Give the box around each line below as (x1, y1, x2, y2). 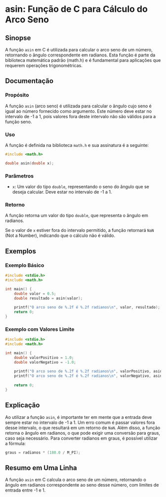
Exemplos (5, 247, 36, 255)
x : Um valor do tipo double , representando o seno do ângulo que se (12, 184, 150, 190)
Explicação (5, 401, 40, 409)
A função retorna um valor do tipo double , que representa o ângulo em (5, 213, 148, 219)
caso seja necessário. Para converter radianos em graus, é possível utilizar (5, 435, 158, 441)
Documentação (5, 77, 53, 85)
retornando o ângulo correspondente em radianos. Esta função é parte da (5, 52, 156, 58)
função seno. (5, 119, 32, 125)
